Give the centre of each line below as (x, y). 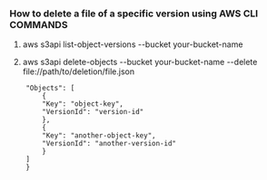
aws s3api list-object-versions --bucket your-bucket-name (133, 44)
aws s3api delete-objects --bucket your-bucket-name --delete (140, 62)
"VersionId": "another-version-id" (109, 144)
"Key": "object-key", (83, 104)
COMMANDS (39, 24)
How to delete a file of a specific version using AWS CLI (134, 14)
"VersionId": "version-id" (93, 112)
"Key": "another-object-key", (99, 136)
